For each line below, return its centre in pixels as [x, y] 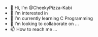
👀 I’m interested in [29, 13]
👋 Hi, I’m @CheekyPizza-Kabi [41, 8]
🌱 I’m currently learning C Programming [51, 18]
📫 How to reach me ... [34, 29]
